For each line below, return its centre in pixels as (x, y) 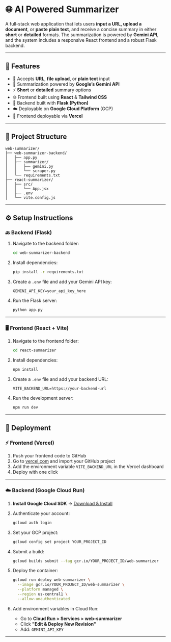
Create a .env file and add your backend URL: (60, 379)
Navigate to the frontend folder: (46, 341)
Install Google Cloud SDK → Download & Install (63, 503)
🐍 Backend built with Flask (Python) (51, 102)
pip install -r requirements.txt (48, 272)
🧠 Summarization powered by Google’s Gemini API (66, 84)
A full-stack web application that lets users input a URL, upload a (74, 23)
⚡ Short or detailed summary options (52, 90)
